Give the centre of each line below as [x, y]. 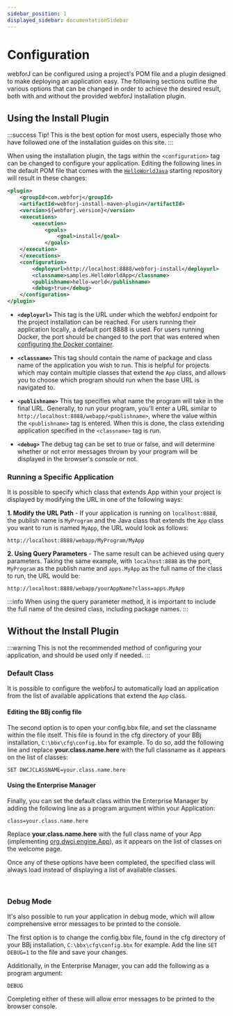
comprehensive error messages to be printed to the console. [94, 924]
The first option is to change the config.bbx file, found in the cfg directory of [116, 937]
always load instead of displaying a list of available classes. [92, 869]
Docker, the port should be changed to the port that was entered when [119, 337]
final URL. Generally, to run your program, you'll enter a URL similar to [117, 408]
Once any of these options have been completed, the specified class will [111, 862]
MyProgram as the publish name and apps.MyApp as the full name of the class [115, 569]
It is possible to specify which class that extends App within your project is [114, 492]
